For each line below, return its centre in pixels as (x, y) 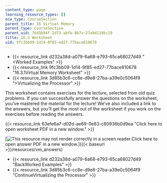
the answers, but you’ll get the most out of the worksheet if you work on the (83, 108)
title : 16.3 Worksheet (29, 38)
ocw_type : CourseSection (31, 19)
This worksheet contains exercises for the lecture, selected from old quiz (80, 92)
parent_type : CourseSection (34, 28)
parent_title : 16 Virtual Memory (40, 24)
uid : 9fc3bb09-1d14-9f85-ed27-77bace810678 (51, 42)
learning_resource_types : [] (35, 14)
